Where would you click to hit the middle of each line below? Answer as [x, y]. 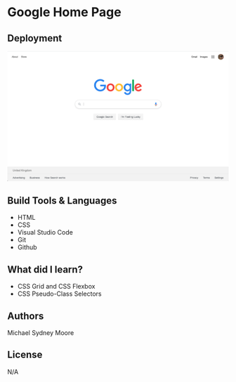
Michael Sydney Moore [41, 333]
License [25, 355]
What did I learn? [45, 269]
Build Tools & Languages [62, 200]
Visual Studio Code [45, 232]
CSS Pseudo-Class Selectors [59, 294]
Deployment [35, 38]
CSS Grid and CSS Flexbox [56, 286]
